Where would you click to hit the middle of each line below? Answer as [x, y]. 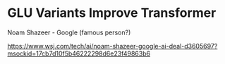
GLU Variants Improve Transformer [112, 13]
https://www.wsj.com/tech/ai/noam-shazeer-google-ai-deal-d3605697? [112, 46]
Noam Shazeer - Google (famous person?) [69, 32]
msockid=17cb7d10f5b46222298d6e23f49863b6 [79, 53]
